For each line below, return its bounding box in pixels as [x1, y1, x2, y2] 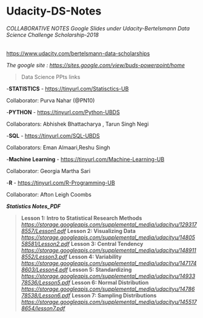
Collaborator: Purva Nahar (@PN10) [6, 97, 95, 104]
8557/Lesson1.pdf [21, 228, 66, 235]
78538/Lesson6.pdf [21, 292, 71, 299]
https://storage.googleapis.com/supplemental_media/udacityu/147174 [21, 260, 197, 267]
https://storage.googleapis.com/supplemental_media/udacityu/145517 [21, 299, 197, 306]
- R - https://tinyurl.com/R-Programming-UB [6, 179, 115, 186]
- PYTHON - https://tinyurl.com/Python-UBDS [6, 109, 120, 116]
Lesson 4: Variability [68, 253, 122, 260]
